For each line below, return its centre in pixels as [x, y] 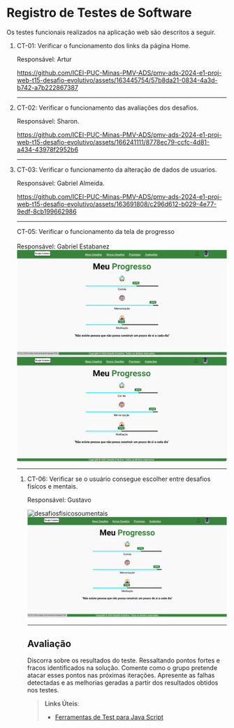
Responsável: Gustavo [59, 500]
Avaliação [49, 644]
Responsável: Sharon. [48, 121]
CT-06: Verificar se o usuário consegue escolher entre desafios [119, 479]
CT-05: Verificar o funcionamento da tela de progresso [96, 231]
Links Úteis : [62, 704]
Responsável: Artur [44, 59]
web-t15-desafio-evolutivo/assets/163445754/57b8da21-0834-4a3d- [117, 80]
